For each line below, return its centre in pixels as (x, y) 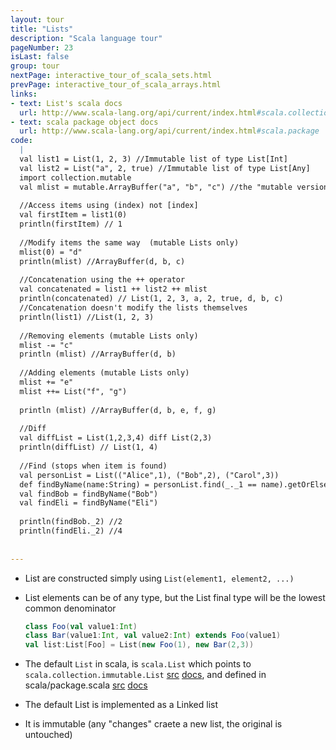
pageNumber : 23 (42, 47)
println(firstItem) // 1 (71, 224)
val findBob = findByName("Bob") (89, 494)
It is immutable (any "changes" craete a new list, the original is (153, 724)
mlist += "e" (46, 382)
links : (24, 94)
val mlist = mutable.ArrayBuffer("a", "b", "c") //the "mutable (156, 187)
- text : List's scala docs (66, 103)
